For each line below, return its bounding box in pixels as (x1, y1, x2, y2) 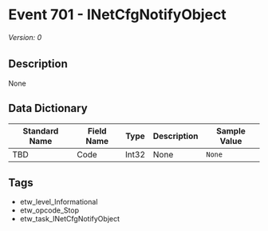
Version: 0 (8, 32, 42, 42)
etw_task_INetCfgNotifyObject (19, 214, 120, 224)
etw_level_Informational (19, 197, 98, 207)
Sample (216, 125, 246, 137)
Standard (22, 125, 59, 137)
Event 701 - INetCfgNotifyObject (8, 6, 227, 24)
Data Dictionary (8, 102, 88, 115)
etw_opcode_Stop (19, 205, 80, 215)
